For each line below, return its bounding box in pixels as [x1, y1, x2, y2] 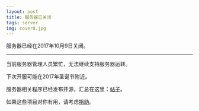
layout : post [6, 8, 38, 15]
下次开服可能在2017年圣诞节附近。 [6, 73, 91, 80]
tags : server [6, 20, 38, 26]
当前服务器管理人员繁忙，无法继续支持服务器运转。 [6, 61, 131, 68]
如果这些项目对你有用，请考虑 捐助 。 [6, 99, 95, 106]
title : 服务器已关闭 [6, 14, 52, 20]
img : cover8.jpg [6, 25, 46, 31]
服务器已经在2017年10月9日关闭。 [6, 42, 89, 49]
